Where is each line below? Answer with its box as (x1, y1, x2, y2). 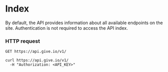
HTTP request (5, 37, 40, 44)
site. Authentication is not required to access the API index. (5, 25, 128, 31)
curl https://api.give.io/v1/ (5, 58, 69, 63)
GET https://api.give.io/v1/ (5, 49, 67, 54)
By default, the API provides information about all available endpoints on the (5, 20, 163, 26)
